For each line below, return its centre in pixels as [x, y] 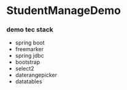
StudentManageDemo [64, 11]
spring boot [30, 43]
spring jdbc [29, 56]
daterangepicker [36, 75]
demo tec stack [30, 30]
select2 [25, 69]
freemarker [29, 49]
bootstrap [28, 62]
